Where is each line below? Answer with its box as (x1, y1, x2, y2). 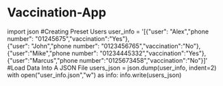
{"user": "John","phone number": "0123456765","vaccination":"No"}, (7, 42, 201, 50)
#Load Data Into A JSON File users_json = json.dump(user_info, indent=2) (7, 63, 217, 72)
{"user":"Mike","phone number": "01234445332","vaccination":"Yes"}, (7, 49, 207, 57)
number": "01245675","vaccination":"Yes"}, (7, 34, 130, 42)
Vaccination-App (7, 5, 106, 20)
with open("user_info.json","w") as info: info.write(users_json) (7, 70, 182, 79)
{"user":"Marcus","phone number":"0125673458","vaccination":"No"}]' (7, 56, 208, 64)
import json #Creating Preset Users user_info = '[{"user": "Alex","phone (7, 27, 209, 35)
